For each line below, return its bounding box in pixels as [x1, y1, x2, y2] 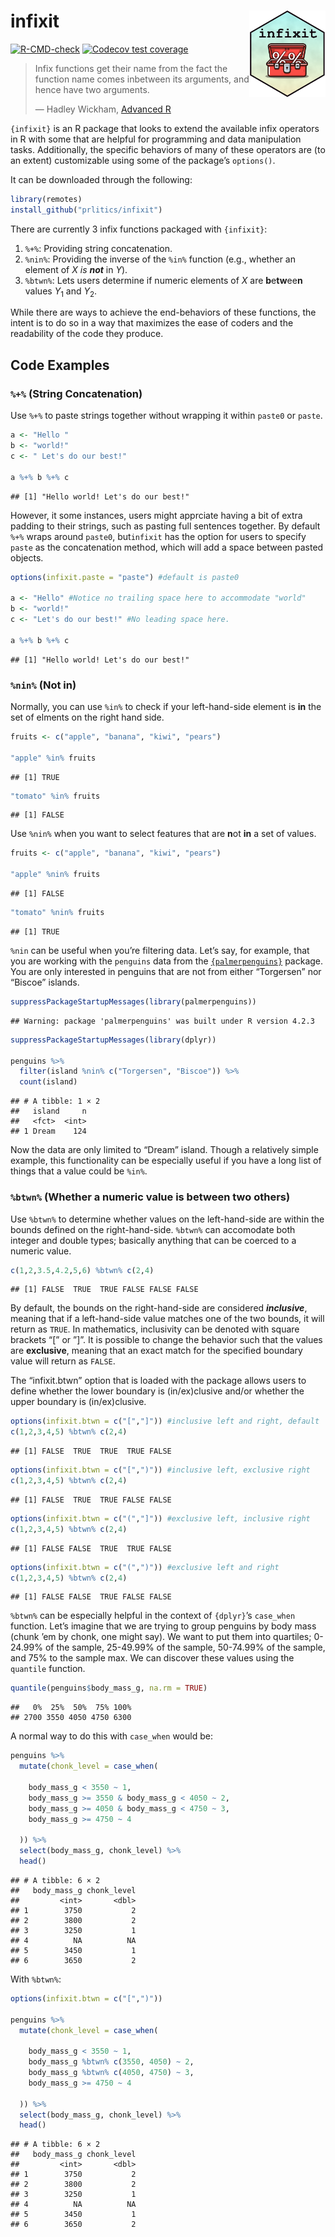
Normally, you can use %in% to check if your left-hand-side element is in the [10, 700, 322, 712]
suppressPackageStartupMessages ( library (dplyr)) [10, 1035, 217, 1045]
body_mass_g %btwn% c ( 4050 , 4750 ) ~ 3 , [28, 2068, 195, 2078]
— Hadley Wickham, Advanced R [34, 103, 172, 115]
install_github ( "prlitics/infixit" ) [10, 205, 163, 215]
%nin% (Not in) [10, 678, 77, 692]
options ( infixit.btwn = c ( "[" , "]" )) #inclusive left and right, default [10, 1416, 320, 1427]
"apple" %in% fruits [10, 753, 97, 763]
